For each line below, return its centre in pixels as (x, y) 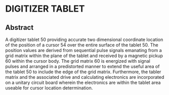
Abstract (19, 28)
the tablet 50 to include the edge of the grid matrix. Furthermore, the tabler (83, 72)
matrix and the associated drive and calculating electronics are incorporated (85, 77)
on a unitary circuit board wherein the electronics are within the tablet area (83, 82)
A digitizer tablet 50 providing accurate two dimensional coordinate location (84, 39)
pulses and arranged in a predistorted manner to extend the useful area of (82, 66)
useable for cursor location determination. (49, 88)
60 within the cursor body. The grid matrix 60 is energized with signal (78, 61)
